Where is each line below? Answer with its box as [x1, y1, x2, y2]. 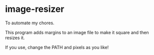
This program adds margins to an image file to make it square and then [5, 29, 149, 35]
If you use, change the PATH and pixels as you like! [5, 44, 109, 50]
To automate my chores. [5, 20, 55, 26]
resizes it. [5, 35, 25, 41]
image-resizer [5, 3, 65, 15]
